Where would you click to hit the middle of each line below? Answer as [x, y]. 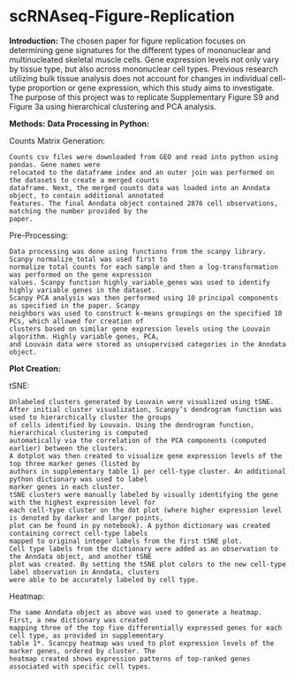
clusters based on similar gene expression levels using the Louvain [140, 329]
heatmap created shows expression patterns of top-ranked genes [130, 659]
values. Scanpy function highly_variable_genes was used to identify [140, 282]
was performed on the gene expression [80, 275]
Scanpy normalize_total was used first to [88, 259]
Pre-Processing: [39, 235]
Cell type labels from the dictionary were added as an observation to [144, 549]
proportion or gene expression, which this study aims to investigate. [151, 88]
